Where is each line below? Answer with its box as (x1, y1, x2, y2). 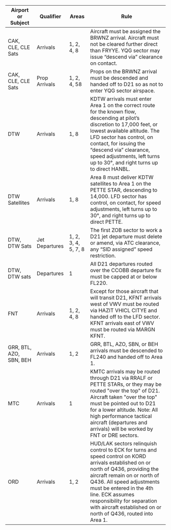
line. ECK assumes (90, 491, 135, 498)
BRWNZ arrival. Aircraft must (90, 34, 159, 41)
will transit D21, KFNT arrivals (90, 294, 162, 301)
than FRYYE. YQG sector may (90, 47, 160, 54)
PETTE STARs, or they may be (90, 381, 162, 388)
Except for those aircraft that (90, 288, 159, 295)
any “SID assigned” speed (90, 246, 153, 253)
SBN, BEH (8, 357, 32, 363)
